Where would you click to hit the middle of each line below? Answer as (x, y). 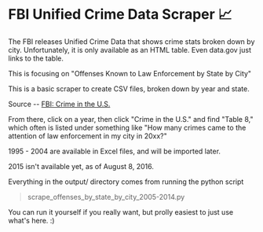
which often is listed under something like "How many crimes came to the (127, 127)
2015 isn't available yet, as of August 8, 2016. (81, 166)
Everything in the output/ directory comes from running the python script (126, 182)
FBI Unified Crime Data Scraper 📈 (120, 15)
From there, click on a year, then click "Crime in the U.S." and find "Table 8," (131, 119)
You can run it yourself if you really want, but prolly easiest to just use (121, 212)
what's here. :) (31, 220)
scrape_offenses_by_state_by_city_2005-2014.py (106, 197)
